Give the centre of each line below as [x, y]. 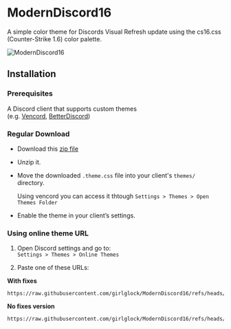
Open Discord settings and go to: [64, 248]
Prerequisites [30, 94]
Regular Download [38, 134]
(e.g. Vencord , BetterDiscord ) [49, 116]
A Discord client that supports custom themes [72, 109]
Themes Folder [37, 202]
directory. [31, 182]
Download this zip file [48, 149]
